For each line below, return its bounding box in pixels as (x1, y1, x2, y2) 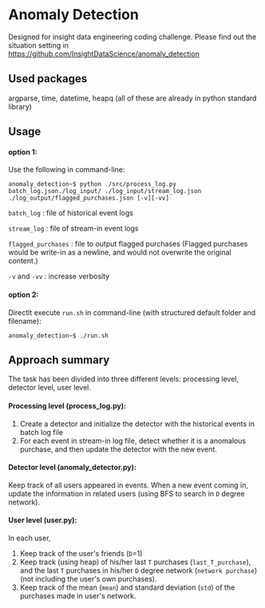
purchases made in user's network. (19, 590, 136, 600)
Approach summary (8, 353, 110, 366)
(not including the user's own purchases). (19, 574, 157, 583)
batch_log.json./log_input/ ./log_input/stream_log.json (8, 188, 202, 195)
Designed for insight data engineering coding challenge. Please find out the (8, 32, 257, 41)
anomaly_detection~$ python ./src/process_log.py (8, 180, 177, 188)
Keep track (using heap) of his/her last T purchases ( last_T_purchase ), (19, 557, 251, 567)
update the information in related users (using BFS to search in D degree (8, 488, 245, 498)
